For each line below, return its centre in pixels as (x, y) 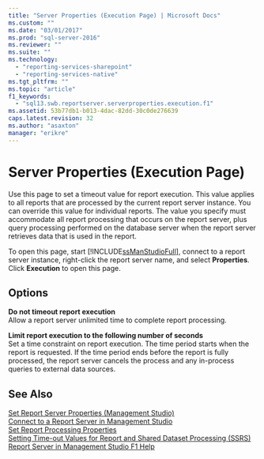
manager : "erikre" (38, 133)
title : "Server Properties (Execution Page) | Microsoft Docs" (115, 15)
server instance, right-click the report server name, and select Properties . (129, 260)
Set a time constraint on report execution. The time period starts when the (129, 344)
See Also (30, 394)
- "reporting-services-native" (67, 74)
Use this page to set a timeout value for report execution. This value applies (131, 194)
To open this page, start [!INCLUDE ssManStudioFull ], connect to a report (127, 251)
